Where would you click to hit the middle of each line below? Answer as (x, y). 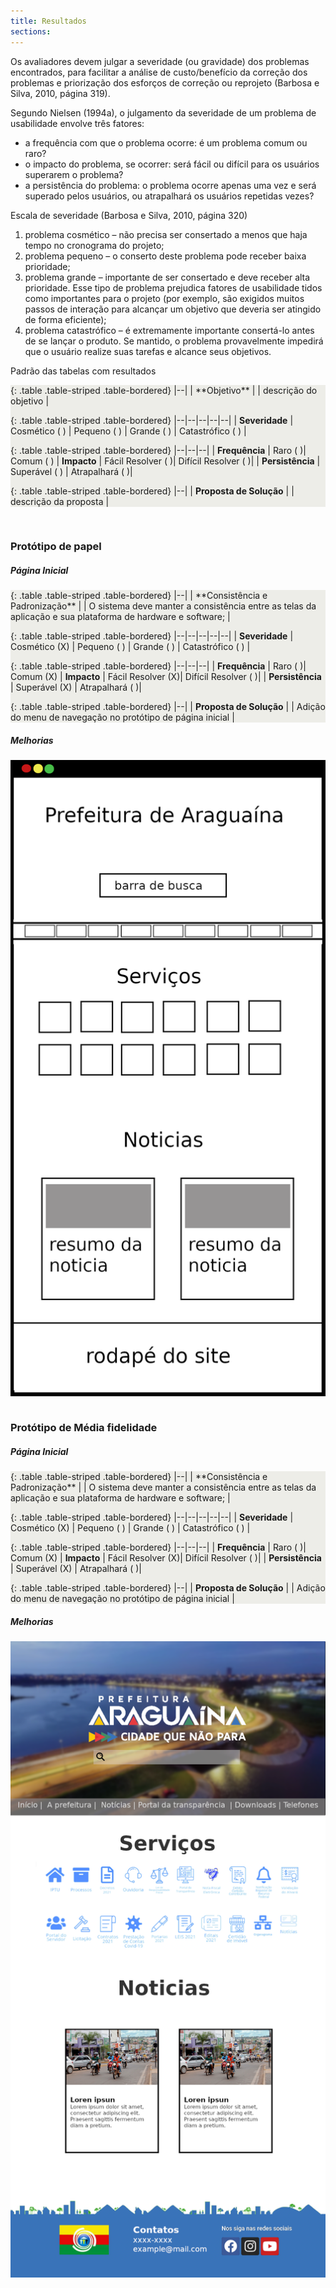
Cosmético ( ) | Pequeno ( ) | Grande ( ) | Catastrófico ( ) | (128, 431)
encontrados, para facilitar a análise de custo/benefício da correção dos (159, 72)
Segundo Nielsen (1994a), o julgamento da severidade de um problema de (163, 112)
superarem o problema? (74, 174)
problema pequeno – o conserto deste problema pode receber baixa (165, 256)
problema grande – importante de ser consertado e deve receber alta (167, 277)
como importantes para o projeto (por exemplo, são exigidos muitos (164, 298)
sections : (31, 31)
